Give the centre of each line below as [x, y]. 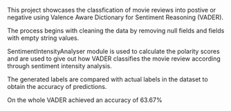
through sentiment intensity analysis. [59, 66]
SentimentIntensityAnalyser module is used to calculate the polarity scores [113, 51]
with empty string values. [43, 38]
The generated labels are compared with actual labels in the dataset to [108, 79]
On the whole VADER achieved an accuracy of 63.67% [85, 100]
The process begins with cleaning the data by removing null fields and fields [116, 31]
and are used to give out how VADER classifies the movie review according [114, 59]
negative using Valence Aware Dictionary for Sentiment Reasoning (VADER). [115, 17]
